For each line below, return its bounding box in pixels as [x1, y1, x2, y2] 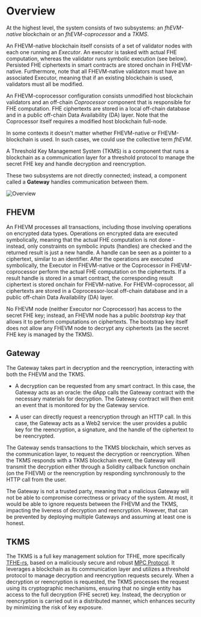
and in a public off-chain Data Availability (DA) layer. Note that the [6, 111, 169, 118]
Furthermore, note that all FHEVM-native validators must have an [23, 67, 185, 75]
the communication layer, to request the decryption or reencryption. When [6, 450, 190, 458]
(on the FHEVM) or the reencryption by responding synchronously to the [6, 469, 185, 476]
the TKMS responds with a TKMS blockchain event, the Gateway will [6, 456, 176, 464]
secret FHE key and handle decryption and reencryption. [6, 160, 146, 167]
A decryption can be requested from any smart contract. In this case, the [14, 382, 196, 389]
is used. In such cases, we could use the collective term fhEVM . [34, 135, 193, 143]
